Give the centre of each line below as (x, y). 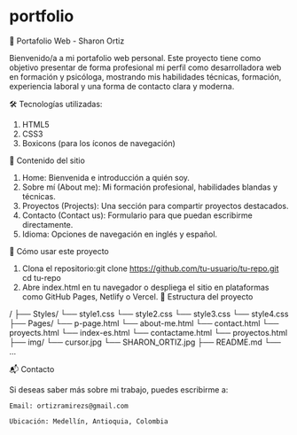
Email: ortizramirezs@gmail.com (69, 406)
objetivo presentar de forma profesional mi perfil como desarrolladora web (145, 67)
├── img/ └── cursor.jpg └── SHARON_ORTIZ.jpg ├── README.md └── (145, 342)
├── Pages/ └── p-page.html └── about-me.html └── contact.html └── (144, 323)
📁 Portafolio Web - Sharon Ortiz (67, 41)
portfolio (42, 16)
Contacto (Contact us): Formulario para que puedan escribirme (137, 215)
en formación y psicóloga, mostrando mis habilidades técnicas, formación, (145, 76)
